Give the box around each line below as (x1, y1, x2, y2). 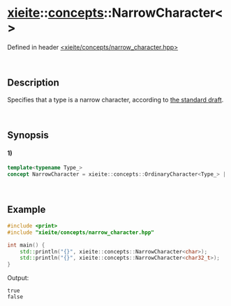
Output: (7, 274, 29, 282)
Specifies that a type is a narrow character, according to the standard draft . (7, 95, 224, 104)
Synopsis (7, 130, 49, 141)
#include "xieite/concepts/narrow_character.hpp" (7, 229, 155, 236)
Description (7, 77, 59, 89)
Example (7, 204, 46, 216)
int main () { (7, 242, 45, 249)
